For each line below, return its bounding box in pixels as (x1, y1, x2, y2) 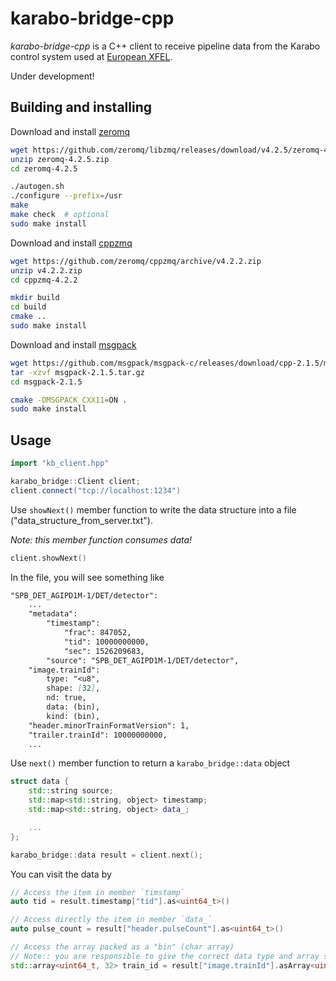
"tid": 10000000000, (63, 637, 150, 647)
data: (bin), (46, 702, 101, 712)
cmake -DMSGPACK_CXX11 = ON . (10, 395, 128, 405)
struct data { (10, 777, 70, 787)
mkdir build (10, 293, 60, 303)
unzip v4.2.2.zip (10, 265, 83, 276)
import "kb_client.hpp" (10, 458, 110, 469)
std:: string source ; (28, 786, 114, 796)
